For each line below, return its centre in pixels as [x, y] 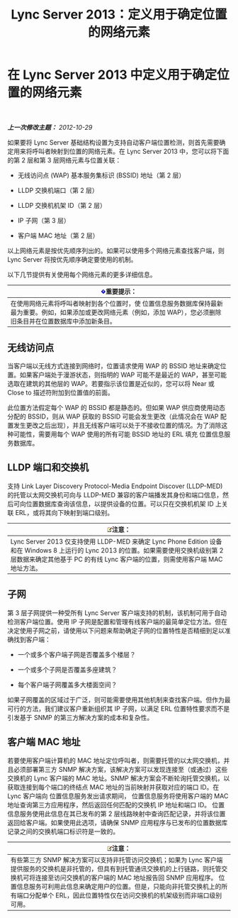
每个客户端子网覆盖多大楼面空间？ [67, 685]
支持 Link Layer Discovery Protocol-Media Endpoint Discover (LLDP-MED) [115, 486]
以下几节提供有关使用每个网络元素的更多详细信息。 [82, 275]
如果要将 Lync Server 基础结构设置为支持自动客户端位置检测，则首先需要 [113, 142]
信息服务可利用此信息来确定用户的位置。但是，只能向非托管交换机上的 [119, 887]
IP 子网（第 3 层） [44, 220]
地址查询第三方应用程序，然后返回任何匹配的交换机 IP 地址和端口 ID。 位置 [116, 804]
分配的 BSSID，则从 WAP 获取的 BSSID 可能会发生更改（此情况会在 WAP [113, 416]
